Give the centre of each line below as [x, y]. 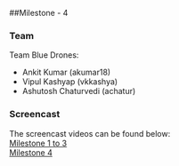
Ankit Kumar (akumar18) [66, 72]
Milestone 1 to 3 [38, 143]
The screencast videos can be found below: [90, 133]
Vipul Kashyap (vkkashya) [70, 82]
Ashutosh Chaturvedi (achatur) [79, 91]
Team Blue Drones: [44, 55]
